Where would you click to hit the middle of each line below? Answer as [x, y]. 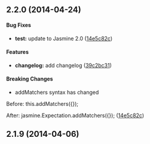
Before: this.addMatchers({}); [42, 104]
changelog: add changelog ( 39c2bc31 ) [63, 65]
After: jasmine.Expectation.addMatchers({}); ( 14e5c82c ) [75, 115]
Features [17, 52]
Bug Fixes [19, 25]
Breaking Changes [30, 79]
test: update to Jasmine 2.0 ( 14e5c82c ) [64, 38]
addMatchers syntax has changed [57, 92]
